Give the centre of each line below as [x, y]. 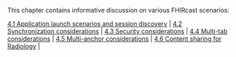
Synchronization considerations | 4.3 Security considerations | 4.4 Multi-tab [117, 31]
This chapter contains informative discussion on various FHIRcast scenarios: [118, 10]
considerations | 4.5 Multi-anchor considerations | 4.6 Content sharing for [114, 39]
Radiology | [24, 46]
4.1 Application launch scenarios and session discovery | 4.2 [95, 24]
